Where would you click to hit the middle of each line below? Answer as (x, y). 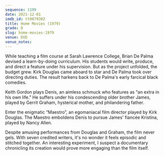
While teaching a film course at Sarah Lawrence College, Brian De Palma (79, 56)
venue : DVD (16, 38)
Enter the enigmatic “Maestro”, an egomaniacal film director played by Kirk (81, 112)
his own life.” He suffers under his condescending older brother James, (78, 97)
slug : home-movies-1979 (30, 33)
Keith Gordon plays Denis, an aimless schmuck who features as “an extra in (82, 92)
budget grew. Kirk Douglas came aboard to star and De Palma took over (79, 72)
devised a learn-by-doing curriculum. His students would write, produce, (80, 61)
